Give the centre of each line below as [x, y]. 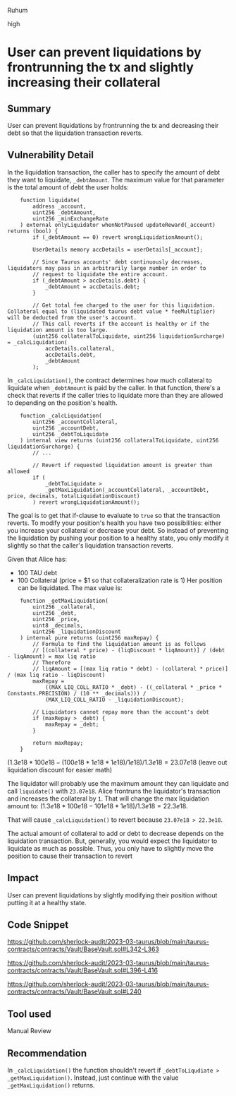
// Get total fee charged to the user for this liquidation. [124, 305]
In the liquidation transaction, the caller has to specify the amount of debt [114, 172]
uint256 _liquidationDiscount [77, 632]
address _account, [60, 206]
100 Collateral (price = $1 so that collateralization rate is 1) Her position [120, 580]
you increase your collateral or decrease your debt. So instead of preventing [118, 530]
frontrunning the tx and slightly [100, 67]
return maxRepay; [58, 743]
